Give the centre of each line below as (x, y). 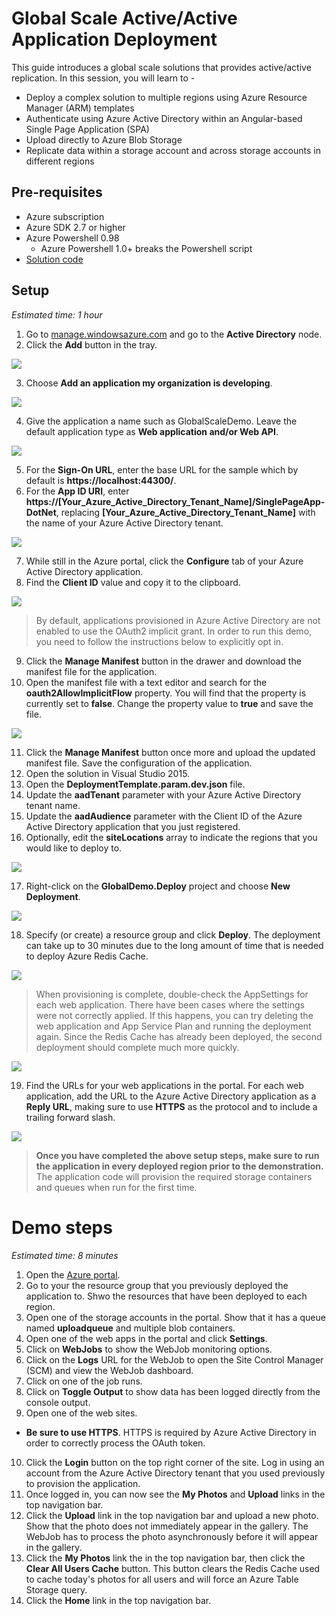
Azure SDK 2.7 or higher (75, 227)
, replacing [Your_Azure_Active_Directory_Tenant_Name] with (185, 512)
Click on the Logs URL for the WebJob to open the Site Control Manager (174, 1359)
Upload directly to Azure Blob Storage (104, 139)
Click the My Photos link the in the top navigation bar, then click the (165, 1558)
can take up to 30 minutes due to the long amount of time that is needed (174, 945)
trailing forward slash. (70, 1117)
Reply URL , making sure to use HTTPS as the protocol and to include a (171, 1106)
